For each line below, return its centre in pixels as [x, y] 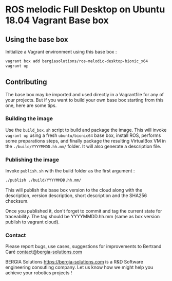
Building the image [29, 118]
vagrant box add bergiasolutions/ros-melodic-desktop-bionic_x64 [77, 61]
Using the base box [37, 39]
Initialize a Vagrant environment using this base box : [61, 52]
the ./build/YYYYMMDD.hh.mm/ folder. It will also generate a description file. [83, 146]
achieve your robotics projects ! [39, 273]
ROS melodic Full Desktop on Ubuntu [85, 10]
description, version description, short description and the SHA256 [76, 196]
